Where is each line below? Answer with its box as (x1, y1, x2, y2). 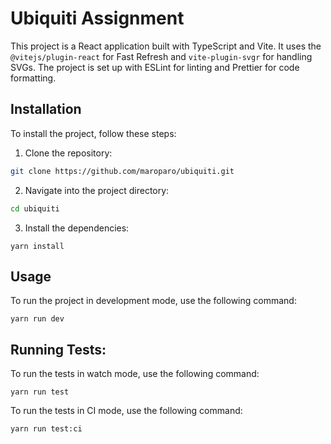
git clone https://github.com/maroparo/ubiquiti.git (10, 166, 235, 176)
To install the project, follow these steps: (10, 127, 177, 139)
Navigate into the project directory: (24, 184, 170, 196)
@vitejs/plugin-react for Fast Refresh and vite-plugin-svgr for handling (10, 50, 313, 62)
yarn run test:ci (10, 424, 83, 434)
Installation (10, 101, 82, 118)
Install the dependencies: (24, 222, 130, 234)
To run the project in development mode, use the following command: (10, 295, 297, 307)
